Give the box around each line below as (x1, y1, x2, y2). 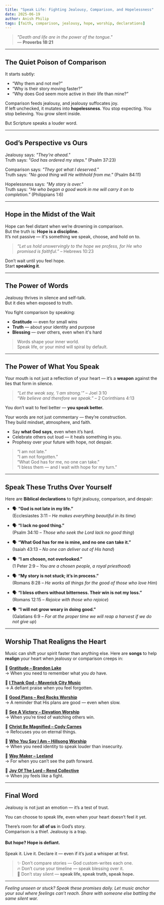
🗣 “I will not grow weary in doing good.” (12, 607, 96, 612)
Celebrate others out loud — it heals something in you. (12, 434, 122, 440)
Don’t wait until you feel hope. (5, 257, 65, 264)
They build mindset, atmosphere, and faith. (5, 420, 92, 425)
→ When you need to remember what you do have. (5, 670, 107, 676)
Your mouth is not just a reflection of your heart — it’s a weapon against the (5, 376, 158, 381)
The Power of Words (5, 282, 69, 290)
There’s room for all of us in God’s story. (5, 823, 86, 829)
